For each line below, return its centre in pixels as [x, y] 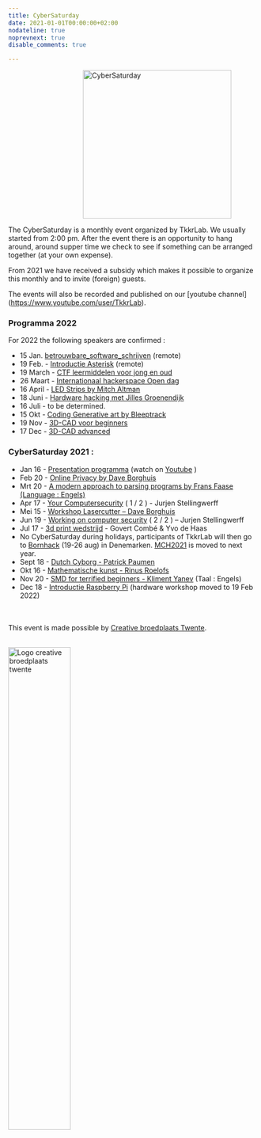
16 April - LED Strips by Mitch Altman [80, 390]
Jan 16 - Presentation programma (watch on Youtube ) [108, 469]
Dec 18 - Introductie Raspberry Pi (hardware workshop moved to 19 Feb [136, 587]
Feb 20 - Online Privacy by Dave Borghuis [88, 478]
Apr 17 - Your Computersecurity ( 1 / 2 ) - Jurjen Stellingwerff [119, 503]
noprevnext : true [37, 38]
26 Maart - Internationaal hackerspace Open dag [99, 381]
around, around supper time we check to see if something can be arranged [130, 247]
